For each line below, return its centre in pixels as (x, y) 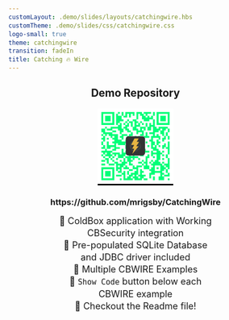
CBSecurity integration (135, 233)
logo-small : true (37, 34)
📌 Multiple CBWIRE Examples (135, 270)
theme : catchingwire (43, 43)
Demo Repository (135, 93)
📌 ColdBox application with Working (135, 221)
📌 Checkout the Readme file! (135, 306)
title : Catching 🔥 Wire (49, 60)
